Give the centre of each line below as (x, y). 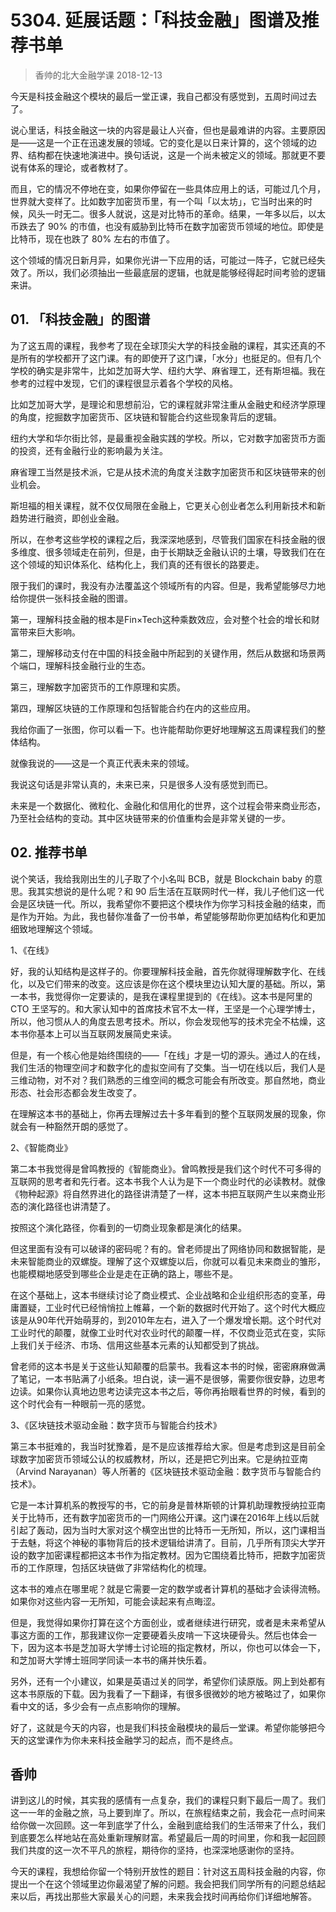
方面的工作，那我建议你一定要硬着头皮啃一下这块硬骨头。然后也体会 (167, 1635)
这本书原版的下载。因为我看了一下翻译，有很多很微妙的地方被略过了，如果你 (168, 1693)
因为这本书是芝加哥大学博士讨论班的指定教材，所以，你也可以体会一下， (176, 1647)
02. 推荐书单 (49, 852)
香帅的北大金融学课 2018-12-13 (98, 75)
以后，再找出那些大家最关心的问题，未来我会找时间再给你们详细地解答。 (167, 1897)
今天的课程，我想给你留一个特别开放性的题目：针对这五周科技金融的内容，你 (168, 1872)
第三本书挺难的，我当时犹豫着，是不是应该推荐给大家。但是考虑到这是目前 (163, 1446)
